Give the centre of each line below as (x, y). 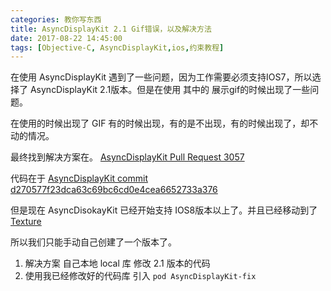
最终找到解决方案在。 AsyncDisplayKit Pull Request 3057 (127, 157)
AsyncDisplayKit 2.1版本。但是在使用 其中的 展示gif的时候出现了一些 (170, 90)
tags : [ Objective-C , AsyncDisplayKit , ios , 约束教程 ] (117, 47)
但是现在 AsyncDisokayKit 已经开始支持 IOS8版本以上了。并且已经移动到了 (164, 210)
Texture (26, 222)
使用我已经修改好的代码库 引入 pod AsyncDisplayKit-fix (140, 276)
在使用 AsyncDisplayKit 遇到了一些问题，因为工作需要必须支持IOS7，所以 (161, 77)
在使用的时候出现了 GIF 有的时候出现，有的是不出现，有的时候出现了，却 (160, 123)
